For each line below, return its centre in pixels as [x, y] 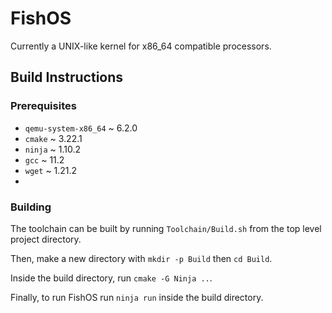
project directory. [46, 239]
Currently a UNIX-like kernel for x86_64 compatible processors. [141, 46]
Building [31, 207]
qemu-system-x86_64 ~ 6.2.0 [81, 128]
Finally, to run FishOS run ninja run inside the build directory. [137, 297]
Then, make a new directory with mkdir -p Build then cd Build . [141, 258]
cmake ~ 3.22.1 [53, 138]
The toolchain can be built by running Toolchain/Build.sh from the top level [166, 228]
